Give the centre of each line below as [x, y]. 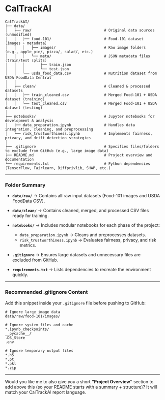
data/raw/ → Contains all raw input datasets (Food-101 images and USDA [86, 196]
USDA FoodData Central [28, 77]
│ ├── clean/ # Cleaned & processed [78, 86]
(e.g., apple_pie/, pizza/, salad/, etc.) [49, 52]
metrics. [28, 245]
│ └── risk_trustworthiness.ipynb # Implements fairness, [79, 133]
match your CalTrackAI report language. [46, 392]
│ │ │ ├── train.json [38, 64]
